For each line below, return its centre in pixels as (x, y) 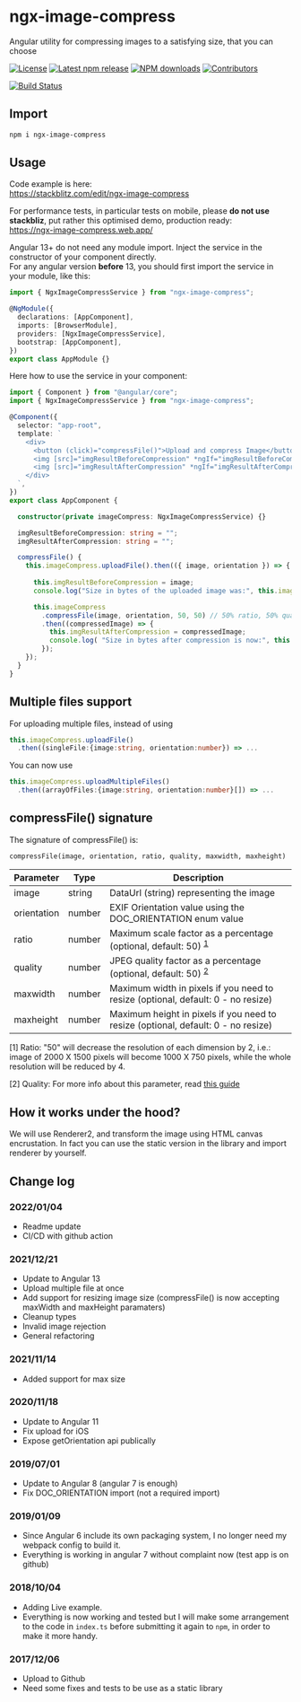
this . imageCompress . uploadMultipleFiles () (90, 782)
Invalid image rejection (64, 1327)
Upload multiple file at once (73, 1288)
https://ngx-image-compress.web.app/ (82, 230)
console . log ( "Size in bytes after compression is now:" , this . (172, 640)
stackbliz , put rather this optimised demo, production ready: (121, 221)
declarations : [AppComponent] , (76, 317)
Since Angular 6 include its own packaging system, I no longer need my (155, 1536)
